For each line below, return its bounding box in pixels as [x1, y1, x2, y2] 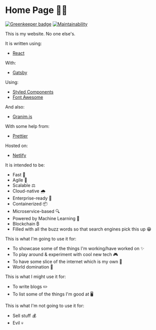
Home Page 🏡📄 [5, 4, 67, 16]
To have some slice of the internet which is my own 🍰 [12, 258, 122, 264]
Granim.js [12, 113, 32, 119]
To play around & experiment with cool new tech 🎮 [12, 251, 118, 257]
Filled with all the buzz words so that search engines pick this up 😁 [12, 226, 151, 232]
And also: [5, 103, 25, 109]
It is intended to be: [5, 162, 45, 168]
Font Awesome [12, 94, 43, 100]
